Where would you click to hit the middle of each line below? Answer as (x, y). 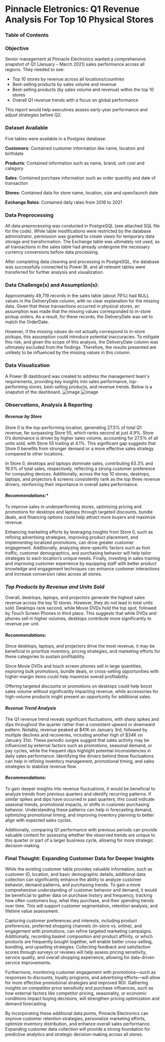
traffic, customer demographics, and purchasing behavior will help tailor (78, 553)
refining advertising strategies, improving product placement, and (72, 537)
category (14, 168)
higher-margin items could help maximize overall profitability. (67, 677)
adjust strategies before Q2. (33, 115)
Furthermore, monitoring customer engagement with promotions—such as (81, 972)
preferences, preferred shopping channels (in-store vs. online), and (73, 926)
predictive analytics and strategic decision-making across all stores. (74, 1035)
